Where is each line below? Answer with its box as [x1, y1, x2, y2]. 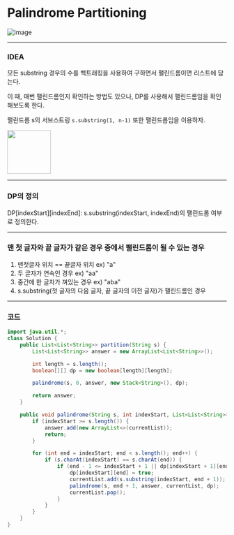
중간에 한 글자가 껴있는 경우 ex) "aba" [17, 277, 121, 286]
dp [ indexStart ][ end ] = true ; [69, 469, 155, 476]
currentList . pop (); [69, 489, 127, 496]
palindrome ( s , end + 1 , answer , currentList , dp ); [69, 482, 219, 490]
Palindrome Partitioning [7, 5, 148, 21]
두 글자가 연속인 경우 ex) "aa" [17, 269, 99, 277]
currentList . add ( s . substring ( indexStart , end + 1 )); [69, 476, 226, 483]
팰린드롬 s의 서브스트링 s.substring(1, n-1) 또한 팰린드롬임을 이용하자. [7, 116, 205, 124]
